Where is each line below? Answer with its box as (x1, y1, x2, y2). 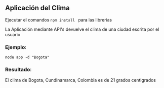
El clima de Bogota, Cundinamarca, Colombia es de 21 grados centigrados (5, 77, 156, 83)
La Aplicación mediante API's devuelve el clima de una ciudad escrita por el (5, 26, 160, 32)
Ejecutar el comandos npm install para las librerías (5, 17, 112, 22)
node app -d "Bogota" (5, 55, 50, 60)
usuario (5, 31, 21, 37)
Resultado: (5, 66, 32, 73)
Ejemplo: (5, 44, 27, 50)
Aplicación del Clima (5, 4, 70, 12)
